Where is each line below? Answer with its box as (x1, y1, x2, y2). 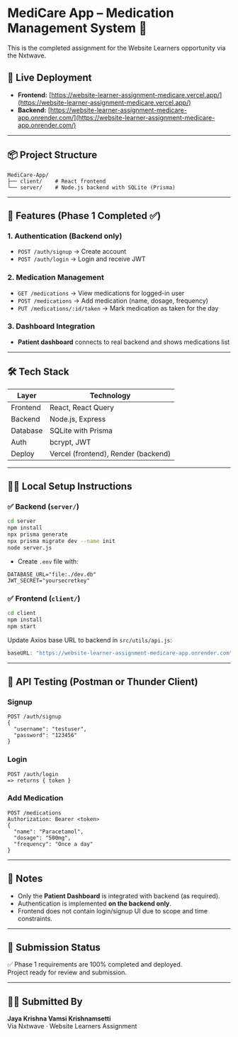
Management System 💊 (7, 20, 147, 36)
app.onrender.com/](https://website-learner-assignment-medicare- (17, 113, 215, 122)
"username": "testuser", (13, 726, 87, 733)
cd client (7, 610, 37, 617)
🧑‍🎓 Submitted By (7, 995, 83, 1007)
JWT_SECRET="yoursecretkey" (7, 577, 91, 584)
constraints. (17, 914, 53, 923)
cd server (7, 517, 37, 525)
